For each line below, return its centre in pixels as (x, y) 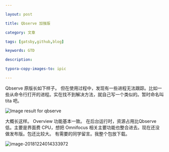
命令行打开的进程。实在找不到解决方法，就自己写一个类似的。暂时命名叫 (89, 94)
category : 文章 (20, 32)
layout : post (19, 14)
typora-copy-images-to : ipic (36, 69)
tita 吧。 (14, 101)
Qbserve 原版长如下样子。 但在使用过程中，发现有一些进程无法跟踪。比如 (81, 88)
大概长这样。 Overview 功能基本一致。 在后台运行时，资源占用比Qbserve (81, 121)
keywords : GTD (20, 51)
